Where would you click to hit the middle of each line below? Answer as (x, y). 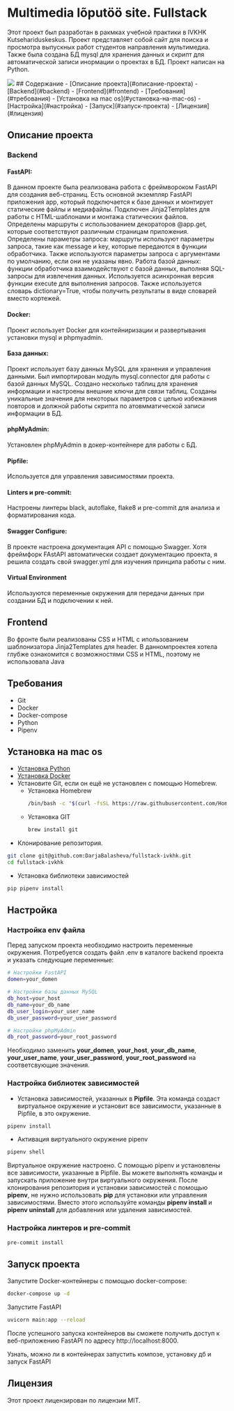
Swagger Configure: (37, 531)
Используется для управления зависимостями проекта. (91, 477)
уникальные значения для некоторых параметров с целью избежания (112, 398)
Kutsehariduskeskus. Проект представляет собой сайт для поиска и (108, 39)
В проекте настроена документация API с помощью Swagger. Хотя (107, 546)
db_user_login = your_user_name (51, 1011)
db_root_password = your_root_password (62, 1037)
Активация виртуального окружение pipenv (83, 1140)
